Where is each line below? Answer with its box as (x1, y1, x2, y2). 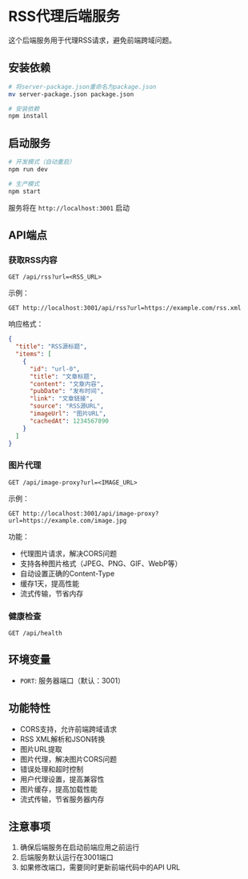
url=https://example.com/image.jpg (8, 516, 127, 524)
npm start (8, 187, 42, 195)
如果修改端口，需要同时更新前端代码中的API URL (19, 862, 181, 873)
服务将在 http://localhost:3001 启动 (8, 203, 130, 212)
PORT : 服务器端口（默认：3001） (19, 676, 126, 685)
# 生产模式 (8, 179, 40, 188)
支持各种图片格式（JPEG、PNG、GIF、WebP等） (19, 558, 182, 568)
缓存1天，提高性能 (19, 578, 80, 588)
